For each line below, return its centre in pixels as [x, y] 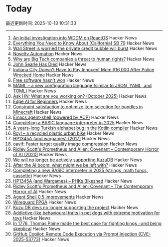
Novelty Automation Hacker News [48, 53]
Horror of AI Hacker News [39, 191]
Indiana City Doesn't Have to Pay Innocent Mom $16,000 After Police [84, 69]
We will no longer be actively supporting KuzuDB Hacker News [77, 160]
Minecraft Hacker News [37, 112]
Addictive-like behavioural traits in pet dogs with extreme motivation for [86, 213]
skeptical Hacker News [36, 229]
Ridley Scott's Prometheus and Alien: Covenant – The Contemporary [83, 186]
